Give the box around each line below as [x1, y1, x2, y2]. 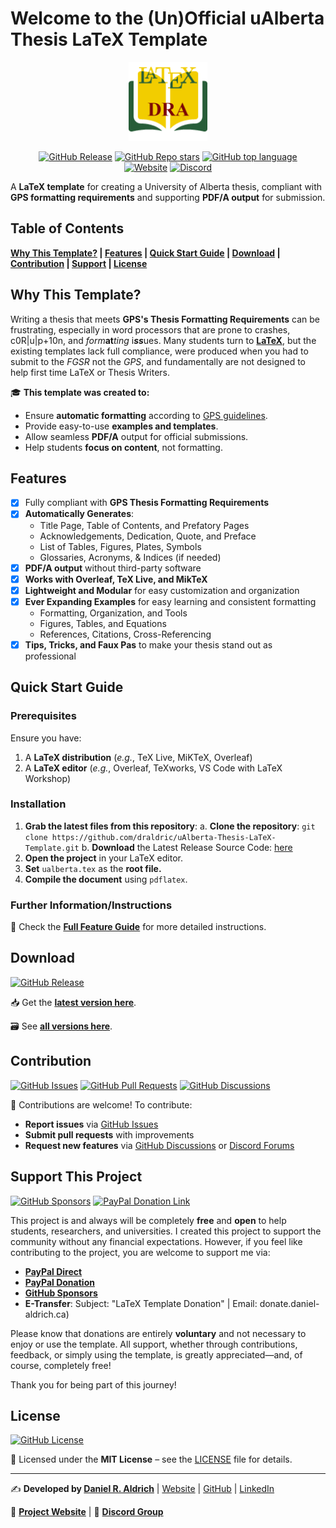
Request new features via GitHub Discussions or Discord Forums [24, 1139, 295, 1151]
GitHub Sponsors [24, 1287, 98, 1299]
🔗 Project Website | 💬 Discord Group [10, 1506, 164, 1518]
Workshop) [24, 772, 72, 784]
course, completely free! [10, 1359, 112, 1371]
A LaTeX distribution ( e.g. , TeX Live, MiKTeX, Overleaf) [24, 751, 253, 763]
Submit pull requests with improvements [24, 1128, 195, 1141]
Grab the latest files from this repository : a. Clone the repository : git [24, 820, 316, 832]
